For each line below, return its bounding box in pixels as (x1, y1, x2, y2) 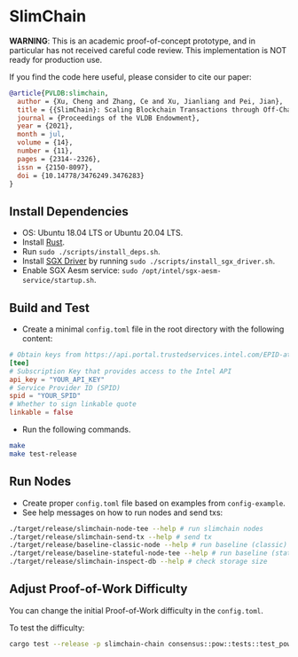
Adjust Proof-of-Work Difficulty (9, 582, 188, 597)
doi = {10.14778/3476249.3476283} (17, 171, 145, 180)
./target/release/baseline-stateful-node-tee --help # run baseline (9, 549, 268, 558)
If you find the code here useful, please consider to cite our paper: (9, 71, 252, 82)
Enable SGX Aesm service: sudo (21, 265, 138, 276)
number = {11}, (17, 146, 74, 156)
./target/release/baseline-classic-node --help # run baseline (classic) (9, 541, 288, 550)
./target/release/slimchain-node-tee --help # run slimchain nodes (9, 524, 264, 533)
